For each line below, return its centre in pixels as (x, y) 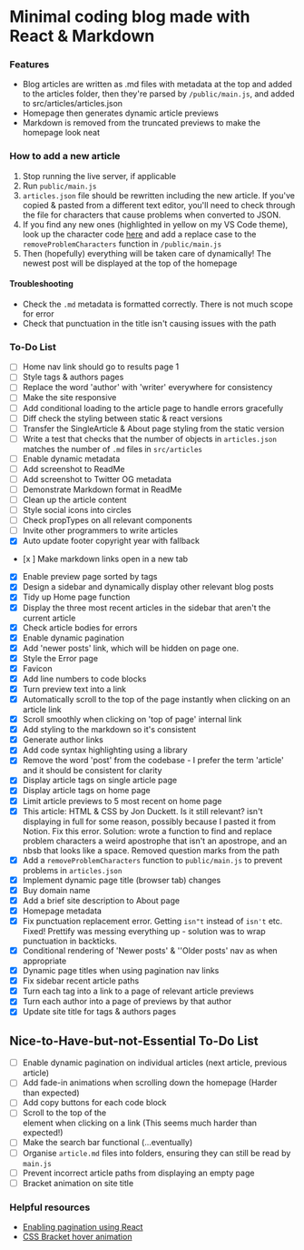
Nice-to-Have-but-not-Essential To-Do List (134, 1040)
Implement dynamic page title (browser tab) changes (122, 880)
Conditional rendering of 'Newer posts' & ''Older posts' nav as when (150, 951)
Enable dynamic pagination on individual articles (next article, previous (155, 1063)
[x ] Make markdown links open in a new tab (105, 559)
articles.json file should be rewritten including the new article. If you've (158, 195)
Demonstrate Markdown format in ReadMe (102, 489)
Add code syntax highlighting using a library (105, 750)
